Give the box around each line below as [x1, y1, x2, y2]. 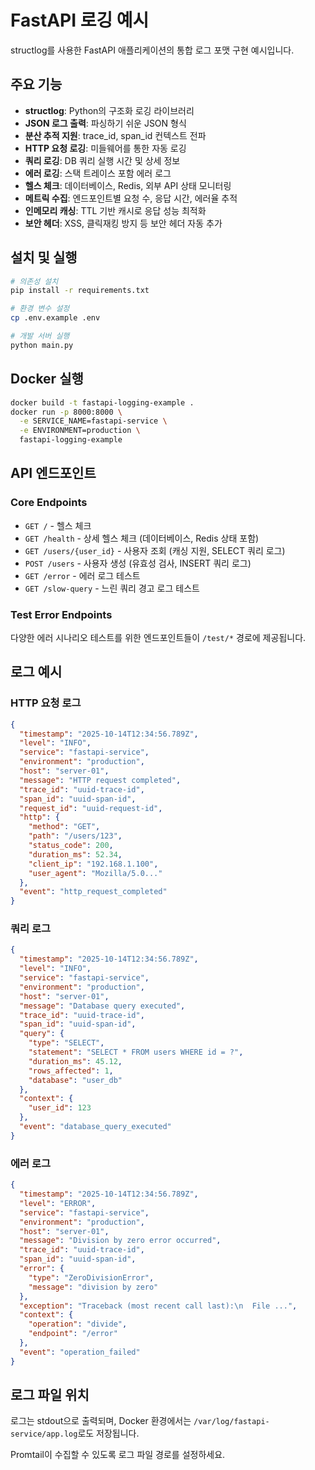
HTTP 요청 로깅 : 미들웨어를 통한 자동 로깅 [24, 142, 187, 154]
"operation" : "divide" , [28, 1319, 128, 1330]
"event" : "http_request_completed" [19, 887, 168, 897]
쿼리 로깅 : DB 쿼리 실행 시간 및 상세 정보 [24, 154, 181, 166]
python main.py [10, 340, 74, 350]
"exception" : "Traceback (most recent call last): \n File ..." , [19, 1301, 298, 1311]
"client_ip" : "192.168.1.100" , [28, 859, 159, 869]
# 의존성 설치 [10, 276, 59, 286]
